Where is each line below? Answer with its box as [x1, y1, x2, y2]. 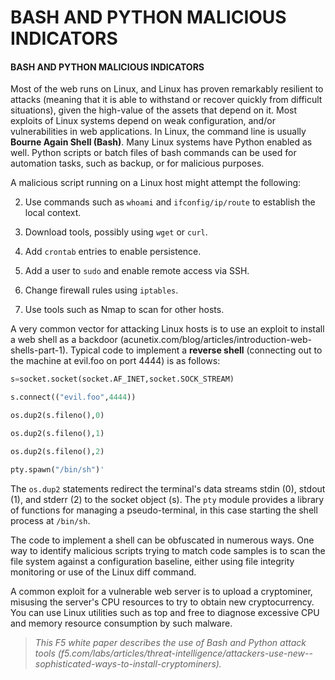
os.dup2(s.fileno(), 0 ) [10, 411, 105, 421]
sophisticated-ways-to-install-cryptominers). [34, 657, 222, 670]
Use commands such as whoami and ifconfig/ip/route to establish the [24, 196, 316, 208]
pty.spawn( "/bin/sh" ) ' [10, 464, 105, 475]
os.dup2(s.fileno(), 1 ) [10, 429, 105, 439]
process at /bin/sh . [10, 514, 91, 526]
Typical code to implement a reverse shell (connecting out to [70, 344, 323, 356]
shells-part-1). [10, 344, 69, 356]
